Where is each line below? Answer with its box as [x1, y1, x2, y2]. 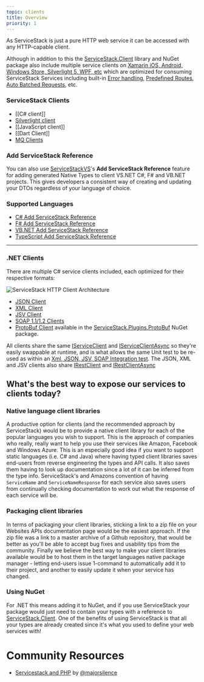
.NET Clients [6, 254, 44, 262]
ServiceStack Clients [6, 96, 70, 105]
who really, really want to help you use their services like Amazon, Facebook [6, 440, 197, 448]
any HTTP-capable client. [6, 43, 70, 51]
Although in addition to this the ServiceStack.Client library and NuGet [6, 55, 179, 63]
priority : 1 [6, 20, 36, 26]
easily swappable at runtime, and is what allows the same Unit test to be [6, 348, 187, 356]
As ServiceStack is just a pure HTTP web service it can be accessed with [6, 37, 189, 44]
